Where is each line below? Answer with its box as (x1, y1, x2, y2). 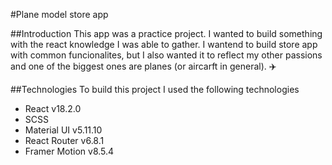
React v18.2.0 (24, 103, 82, 114)
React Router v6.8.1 (24, 135, 105, 146)
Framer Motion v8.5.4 (24, 145, 115, 157)
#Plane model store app (10, 9, 109, 20)
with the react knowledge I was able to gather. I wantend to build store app (10, 39, 318, 50)
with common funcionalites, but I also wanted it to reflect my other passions (10, 49, 323, 61)
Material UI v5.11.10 (24, 124, 103, 136)
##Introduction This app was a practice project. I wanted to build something (10, 28, 323, 39)
